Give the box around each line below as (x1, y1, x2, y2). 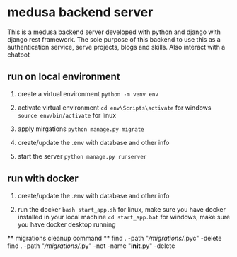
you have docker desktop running (17, 220, 116, 229)
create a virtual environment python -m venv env (17, 89, 159, 98)
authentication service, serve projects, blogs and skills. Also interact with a (7, 42, 226, 51)
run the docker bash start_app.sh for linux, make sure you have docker (17, 205, 226, 213)
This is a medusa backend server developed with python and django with (7, 28, 221, 36)
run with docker (7, 173, 79, 185)
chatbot (7, 50, 30, 59)
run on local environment (7, 71, 120, 83)
